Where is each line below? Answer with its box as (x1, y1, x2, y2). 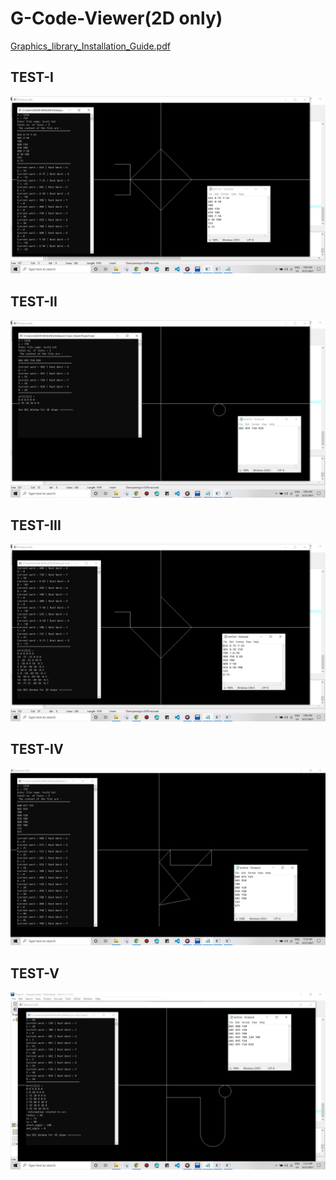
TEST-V (10, 965, 60, 982)
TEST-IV (10, 741, 64, 758)
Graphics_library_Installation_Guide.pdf (10, 40, 171, 52)
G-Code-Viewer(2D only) (10, 7, 223, 30)
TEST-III (10, 517, 62, 534)
